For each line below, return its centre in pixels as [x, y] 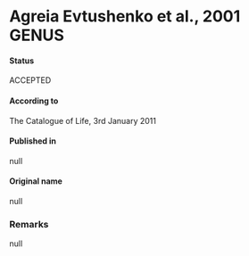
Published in [33, 141]
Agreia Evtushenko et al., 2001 [125, 17]
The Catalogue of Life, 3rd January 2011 [83, 120]
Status [22, 61]
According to [34, 101]
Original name [36, 181]
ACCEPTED [30, 80]
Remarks [29, 224]
